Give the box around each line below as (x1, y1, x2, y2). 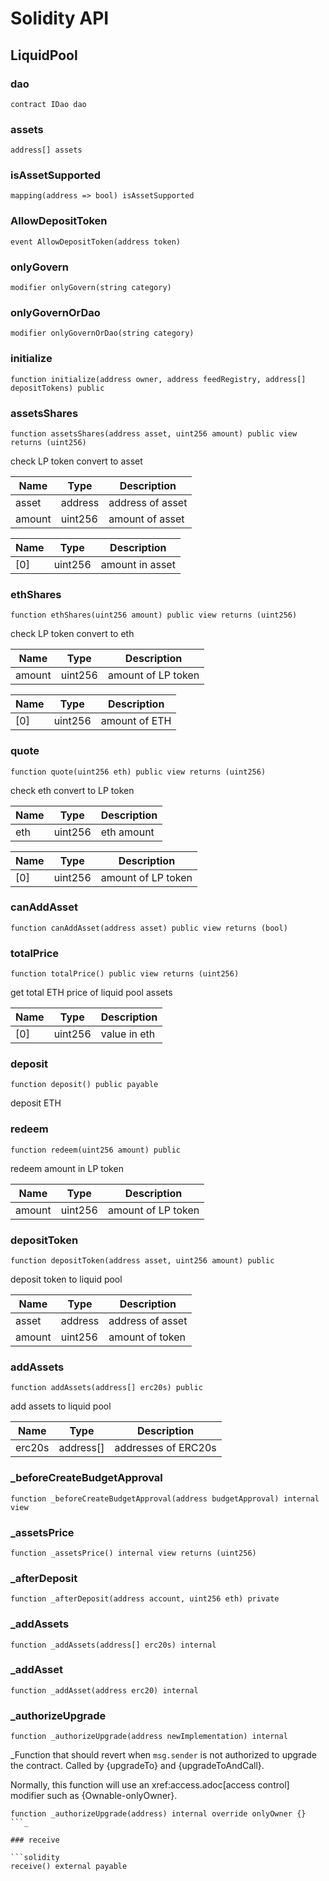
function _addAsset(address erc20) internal (10, 1685, 199, 1696)
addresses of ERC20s (114, 1441, 217, 1455)
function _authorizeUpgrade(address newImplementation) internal (10, 1732, 288, 1742)
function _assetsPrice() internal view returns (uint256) (10, 1548, 257, 1558)
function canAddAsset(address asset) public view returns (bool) (10, 923, 288, 933)
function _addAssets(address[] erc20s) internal (10, 1640, 217, 1650)
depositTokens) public (10, 383, 105, 393)
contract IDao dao (10, 99, 87, 109)
